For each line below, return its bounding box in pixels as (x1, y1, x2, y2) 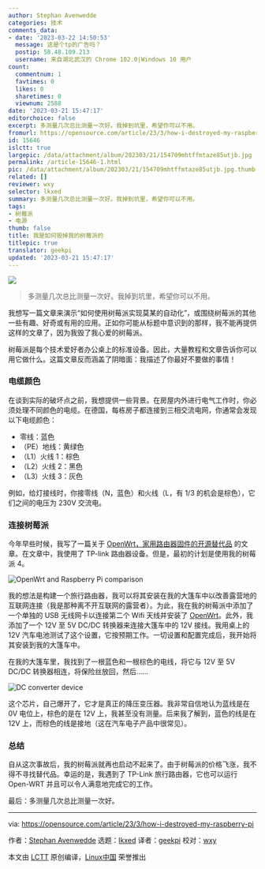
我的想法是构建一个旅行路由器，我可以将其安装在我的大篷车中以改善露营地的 (8, 591, 257, 601)
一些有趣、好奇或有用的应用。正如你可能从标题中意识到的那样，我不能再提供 (8, 317, 257, 328)
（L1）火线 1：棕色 (19, 451, 80, 461)
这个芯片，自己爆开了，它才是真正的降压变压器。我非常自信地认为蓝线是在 (8, 699, 250, 709)
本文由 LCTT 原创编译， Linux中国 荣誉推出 (8, 852, 147, 862)
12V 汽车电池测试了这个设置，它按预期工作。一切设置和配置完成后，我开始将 (8, 631, 257, 640)
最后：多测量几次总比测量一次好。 (8, 796, 119, 806)
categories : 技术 (8, 19, 63, 27)
